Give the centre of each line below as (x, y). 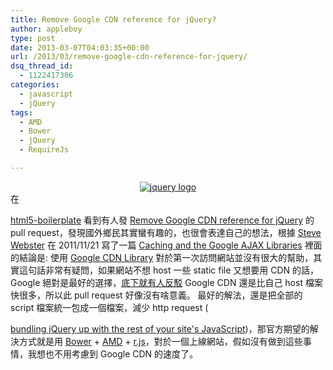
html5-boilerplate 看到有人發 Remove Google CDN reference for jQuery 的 (162, 220)
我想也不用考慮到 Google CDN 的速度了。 (113, 353)
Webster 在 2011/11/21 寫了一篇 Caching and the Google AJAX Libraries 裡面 (166, 245)
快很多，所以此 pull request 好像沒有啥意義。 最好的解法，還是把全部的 (156, 295)
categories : (35, 85)
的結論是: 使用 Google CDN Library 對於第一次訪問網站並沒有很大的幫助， (162, 257)
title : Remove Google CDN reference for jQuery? (113, 19)
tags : (21, 112)
